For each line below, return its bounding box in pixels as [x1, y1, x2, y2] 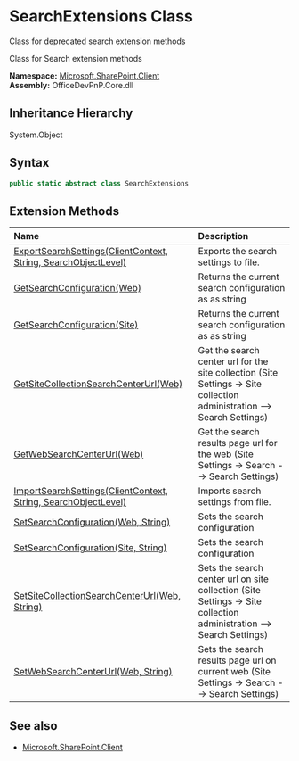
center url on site [198, 573, 270, 585]
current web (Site [198, 666, 271, 678]
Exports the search [198, 245, 278, 258]
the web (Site [198, 448, 254, 460]
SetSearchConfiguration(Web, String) [13, 516, 171, 528]
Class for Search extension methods [9, 53, 142, 63]
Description [198, 230, 249, 243]
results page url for [198, 437, 278, 450]
